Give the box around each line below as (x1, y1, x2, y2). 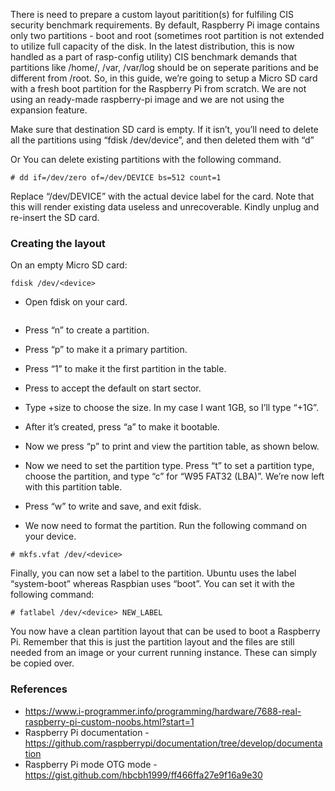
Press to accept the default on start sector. (24, 382, 202, 394)
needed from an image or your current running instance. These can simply (10, 647, 318, 659)
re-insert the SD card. (10, 212, 100, 223)
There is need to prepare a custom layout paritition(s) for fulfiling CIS (10, 9, 294, 20)
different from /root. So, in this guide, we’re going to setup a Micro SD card (10, 72, 318, 84)
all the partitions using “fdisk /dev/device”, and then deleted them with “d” (10, 134, 315, 146)
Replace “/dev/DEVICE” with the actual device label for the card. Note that (10, 190, 315, 202)
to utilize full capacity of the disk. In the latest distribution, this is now (10, 40, 295, 52)
